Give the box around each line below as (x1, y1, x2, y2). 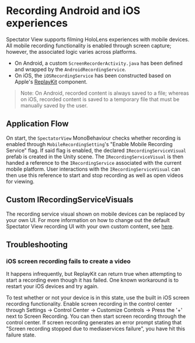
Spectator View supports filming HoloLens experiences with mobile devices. (6, 36, 190, 43)
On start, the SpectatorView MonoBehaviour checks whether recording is (6, 134, 181, 141)
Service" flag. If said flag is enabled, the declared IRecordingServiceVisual (6, 147, 187, 154)
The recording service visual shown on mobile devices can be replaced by (6, 210, 185, 217)
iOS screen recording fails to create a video (6, 257, 131, 265)
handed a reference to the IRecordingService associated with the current (6, 159, 182, 166)
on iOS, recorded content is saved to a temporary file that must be (20, 95, 180, 103)
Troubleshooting (6, 240, 68, 250)
